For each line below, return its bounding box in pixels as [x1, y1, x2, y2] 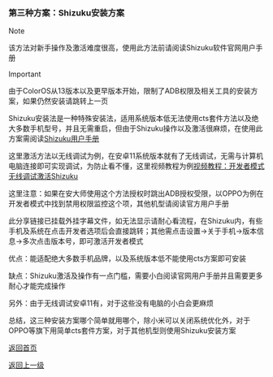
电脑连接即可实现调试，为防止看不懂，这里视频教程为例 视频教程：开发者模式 [8, 161, 265, 171]
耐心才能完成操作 [8, 281, 66, 291]
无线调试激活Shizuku [8, 171, 79, 181]
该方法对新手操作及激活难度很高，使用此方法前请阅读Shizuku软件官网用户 [8, 43, 256, 53]
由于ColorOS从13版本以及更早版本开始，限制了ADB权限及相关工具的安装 [8, 86, 251, 96]
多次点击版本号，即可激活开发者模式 [22, 236, 144, 246]
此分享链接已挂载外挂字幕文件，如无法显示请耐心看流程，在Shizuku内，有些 [8, 216, 263, 226]
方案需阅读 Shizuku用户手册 [8, 134, 100, 144]
